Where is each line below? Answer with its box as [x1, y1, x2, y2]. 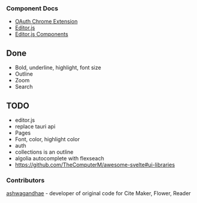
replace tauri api [14, 123, 56, 130]
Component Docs [6, 4, 59, 13]
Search [14, 83, 33, 91]
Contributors [6, 176, 45, 184]
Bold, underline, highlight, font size [14, 64, 102, 71]
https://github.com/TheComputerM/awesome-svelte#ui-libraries [14, 161, 175, 168]
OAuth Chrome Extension [14, 18, 78, 25]
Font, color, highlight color [14, 135, 80, 142]
